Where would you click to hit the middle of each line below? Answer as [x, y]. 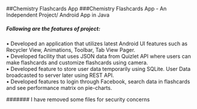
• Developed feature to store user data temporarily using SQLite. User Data [98, 68]
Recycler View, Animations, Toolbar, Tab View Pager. [71, 49]
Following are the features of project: [53, 29]
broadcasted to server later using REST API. [60, 75]
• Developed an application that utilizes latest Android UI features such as [97, 43]
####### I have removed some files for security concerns [78, 99]
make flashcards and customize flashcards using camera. [77, 63]
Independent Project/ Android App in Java [58, 15]
